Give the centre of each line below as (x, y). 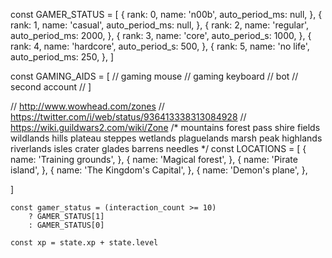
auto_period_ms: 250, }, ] (62, 57)
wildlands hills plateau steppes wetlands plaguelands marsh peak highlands (166, 138)
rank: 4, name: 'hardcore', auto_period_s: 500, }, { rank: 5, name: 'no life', (160, 46)
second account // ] (51, 87)
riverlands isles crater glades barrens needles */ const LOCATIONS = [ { (158, 148)
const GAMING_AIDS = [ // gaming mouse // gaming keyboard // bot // (154, 76)
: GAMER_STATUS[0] (66, 225)
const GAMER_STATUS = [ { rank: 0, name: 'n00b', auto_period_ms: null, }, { (166, 14)
